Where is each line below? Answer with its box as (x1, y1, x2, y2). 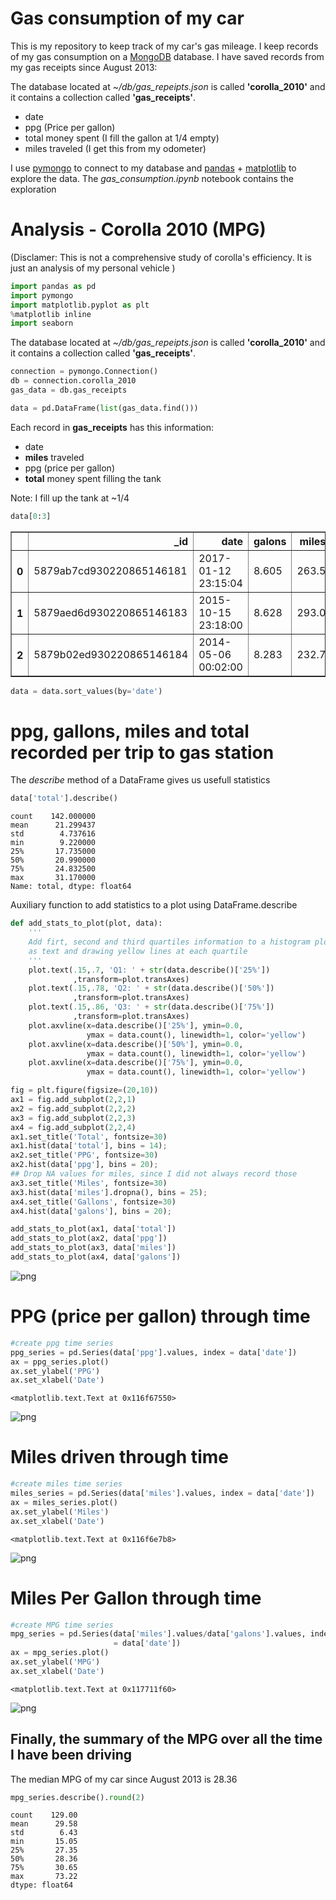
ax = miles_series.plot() (10, 1497, 118, 1507)
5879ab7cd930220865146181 (33, 563, 188, 577)
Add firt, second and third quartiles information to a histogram (28, 937, 311, 947)
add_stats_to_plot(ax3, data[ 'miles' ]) (10, 1243, 177, 1253)
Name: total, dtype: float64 (10, 882, 132, 892)
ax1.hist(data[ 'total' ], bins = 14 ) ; (10, 1141, 168, 1151)
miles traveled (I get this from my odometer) (24, 142, 207, 154)
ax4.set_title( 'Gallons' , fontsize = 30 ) (10, 1197, 177, 1207)
